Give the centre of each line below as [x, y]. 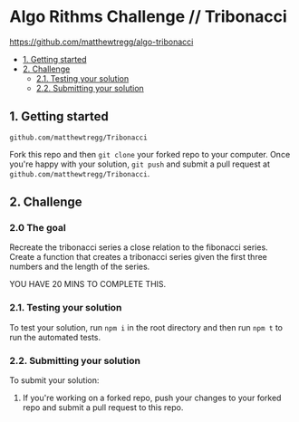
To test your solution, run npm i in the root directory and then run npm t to [146, 327]
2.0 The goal [38, 228]
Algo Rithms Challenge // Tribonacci [148, 17]
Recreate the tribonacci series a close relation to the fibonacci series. [139, 247]
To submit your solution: [54, 380]
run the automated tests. [55, 337]
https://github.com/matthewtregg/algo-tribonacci [101, 42]
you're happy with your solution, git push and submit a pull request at [140, 164]
